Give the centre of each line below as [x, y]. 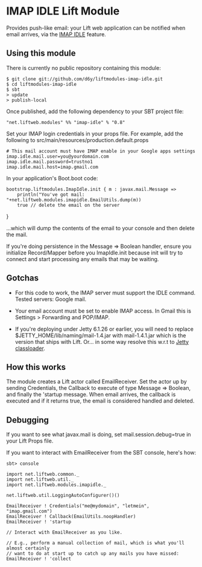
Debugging [28, 420]
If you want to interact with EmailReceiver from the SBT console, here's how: [101, 453]
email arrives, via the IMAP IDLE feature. [56, 34]
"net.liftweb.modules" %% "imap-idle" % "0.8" [66, 122]
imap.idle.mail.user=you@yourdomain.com [58, 156]
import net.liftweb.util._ [40, 480]
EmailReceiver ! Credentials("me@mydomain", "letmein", [78, 506]
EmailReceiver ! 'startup [39, 522]
